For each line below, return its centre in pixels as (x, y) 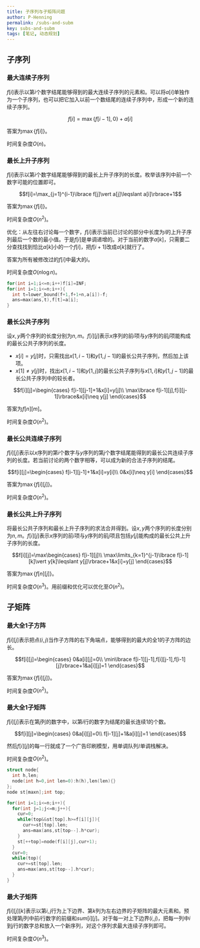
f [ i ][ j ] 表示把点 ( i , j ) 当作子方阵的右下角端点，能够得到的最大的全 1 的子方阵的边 (99, 640)
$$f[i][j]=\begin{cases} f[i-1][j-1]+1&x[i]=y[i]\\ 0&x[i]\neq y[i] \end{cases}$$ (100, 472)
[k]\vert (37, 562)
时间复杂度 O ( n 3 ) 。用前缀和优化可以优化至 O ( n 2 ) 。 (67, 586)
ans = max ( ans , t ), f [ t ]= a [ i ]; (45, 300)
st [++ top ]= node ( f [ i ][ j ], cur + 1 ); (57, 841)
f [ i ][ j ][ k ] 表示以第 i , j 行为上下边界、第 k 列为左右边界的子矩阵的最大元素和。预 (98, 911)
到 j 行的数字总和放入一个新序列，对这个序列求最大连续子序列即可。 (88, 926)
